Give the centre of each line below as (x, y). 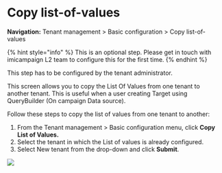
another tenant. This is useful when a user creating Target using (97, 93)
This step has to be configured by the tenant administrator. (90, 73)
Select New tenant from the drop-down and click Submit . (98, 149)
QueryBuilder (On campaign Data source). (66, 100)
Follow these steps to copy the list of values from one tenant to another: (109, 114)
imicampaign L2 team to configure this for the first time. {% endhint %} (107, 59)
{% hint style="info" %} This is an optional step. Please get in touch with (109, 52)
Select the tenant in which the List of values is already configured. (110, 141)
